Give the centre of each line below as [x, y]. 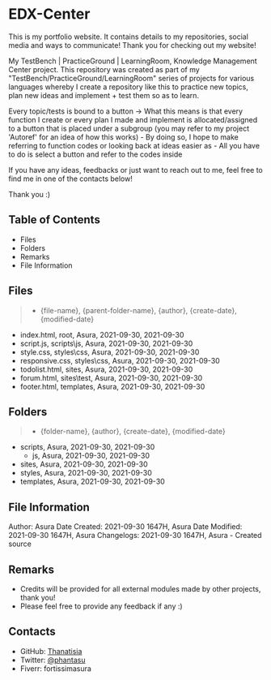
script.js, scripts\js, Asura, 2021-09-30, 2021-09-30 [106, 343]
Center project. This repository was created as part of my [104, 69]
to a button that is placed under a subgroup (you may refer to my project [129, 128]
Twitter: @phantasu [53, 660]
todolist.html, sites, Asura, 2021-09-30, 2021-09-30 [106, 369]
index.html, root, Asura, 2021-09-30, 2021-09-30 [102, 334]
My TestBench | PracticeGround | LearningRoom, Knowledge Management [133, 61]
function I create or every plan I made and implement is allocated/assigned [133, 119]
